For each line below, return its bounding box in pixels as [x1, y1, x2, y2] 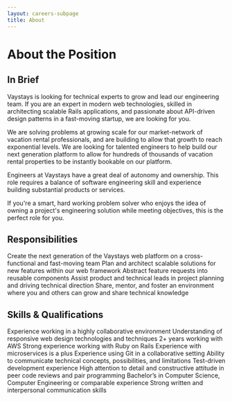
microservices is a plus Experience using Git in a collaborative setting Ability [7, 349, 225, 357]
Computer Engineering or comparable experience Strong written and [7, 379, 204, 387]
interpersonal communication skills [7, 386, 107, 395]
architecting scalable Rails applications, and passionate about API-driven [7, 107, 215, 115]
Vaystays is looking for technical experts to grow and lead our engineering [7, 92, 220, 100]
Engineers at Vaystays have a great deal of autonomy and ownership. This [7, 170, 220, 179]
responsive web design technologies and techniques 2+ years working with [7, 335, 223, 343]
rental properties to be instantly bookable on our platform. [7, 157, 172, 166]
